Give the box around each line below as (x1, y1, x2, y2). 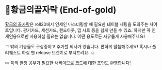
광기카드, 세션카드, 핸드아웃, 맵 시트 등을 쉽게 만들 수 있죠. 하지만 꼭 (23, 27, 151, 33)
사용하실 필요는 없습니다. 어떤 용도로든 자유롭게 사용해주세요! (30, 33, 145, 39)
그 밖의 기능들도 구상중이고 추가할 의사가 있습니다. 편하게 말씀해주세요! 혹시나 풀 (5, 43, 157, 49)
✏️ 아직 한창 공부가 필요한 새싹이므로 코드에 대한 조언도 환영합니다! (5, 60, 131, 66)
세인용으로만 (5, 33, 29, 39)
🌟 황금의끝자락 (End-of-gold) (5, 4, 116, 15)
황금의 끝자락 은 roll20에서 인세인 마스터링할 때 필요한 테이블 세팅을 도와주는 (5, 21, 149, 27)
